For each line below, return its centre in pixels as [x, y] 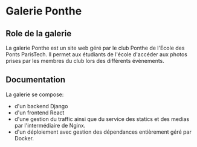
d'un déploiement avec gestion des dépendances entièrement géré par [103, 132]
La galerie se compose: [35, 94]
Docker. [24, 138]
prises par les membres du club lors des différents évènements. [85, 61]
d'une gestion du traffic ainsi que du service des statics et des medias [102, 119]
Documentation [36, 80]
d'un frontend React [39, 113]
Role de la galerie [39, 34]
